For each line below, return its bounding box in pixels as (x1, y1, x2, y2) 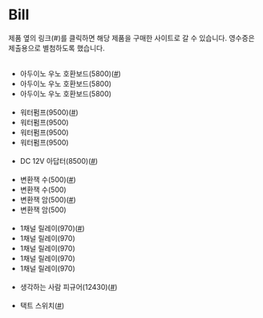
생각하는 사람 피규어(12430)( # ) (19, 282, 118, 291)
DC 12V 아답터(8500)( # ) (19, 156, 99, 165)
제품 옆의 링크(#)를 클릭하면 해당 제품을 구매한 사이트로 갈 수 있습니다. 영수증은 (8, 33, 255, 43)
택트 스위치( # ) (19, 300, 65, 310)
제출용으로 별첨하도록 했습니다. (8, 43, 106, 53)
